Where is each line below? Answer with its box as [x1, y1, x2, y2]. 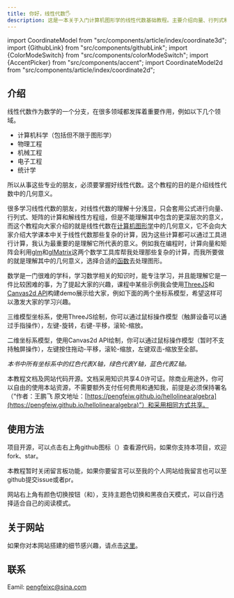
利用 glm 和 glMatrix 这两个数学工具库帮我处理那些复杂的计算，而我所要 [19, 248, 218, 256]
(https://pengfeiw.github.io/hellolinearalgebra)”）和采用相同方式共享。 [7, 401, 209, 409]
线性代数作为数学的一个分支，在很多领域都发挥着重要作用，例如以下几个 [7, 108, 214, 116]
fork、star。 [7, 452, 42, 460]
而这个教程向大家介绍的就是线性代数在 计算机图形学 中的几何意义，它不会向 [7, 221, 221, 231]
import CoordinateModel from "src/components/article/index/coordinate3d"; [7, 36, 227, 44]
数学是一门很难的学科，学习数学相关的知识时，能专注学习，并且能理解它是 [7, 272, 221, 280]
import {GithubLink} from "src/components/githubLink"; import [7, 43, 188, 52]
